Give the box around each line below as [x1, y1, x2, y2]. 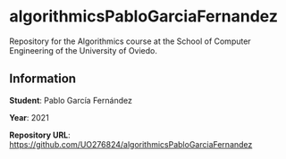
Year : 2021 [9, 112, 49, 122]
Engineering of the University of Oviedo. [9, 45, 158, 55]
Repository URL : [9, 130, 71, 140]
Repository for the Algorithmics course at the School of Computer [9, 36, 252, 46]
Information [9, 71, 77, 87]
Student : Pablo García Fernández [9, 95, 132, 105]
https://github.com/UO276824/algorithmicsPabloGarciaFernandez [9, 138, 253, 149]
